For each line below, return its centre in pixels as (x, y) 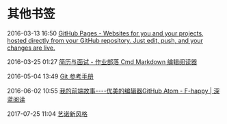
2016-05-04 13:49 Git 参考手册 (50, 76)
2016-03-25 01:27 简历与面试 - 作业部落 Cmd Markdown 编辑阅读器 (102, 61)
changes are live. (31, 48)
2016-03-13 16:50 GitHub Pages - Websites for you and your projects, (105, 33)
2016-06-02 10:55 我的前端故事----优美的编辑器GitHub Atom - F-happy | (109, 91)
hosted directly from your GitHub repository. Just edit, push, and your (105, 40)
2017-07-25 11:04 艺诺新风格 (47, 114)
